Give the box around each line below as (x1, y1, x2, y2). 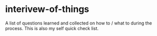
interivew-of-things (5, 3, 89, 15)
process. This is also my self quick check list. (5, 25, 99, 31)
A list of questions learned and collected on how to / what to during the (5, 20, 152, 26)
